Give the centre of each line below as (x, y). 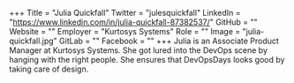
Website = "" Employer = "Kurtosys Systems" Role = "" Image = (125, 31)
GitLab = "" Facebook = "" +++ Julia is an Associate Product (169, 41)
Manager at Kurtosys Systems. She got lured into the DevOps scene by (138, 50)
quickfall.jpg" (33, 41)
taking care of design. (49, 69)
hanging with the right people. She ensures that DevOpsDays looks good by (147, 60)
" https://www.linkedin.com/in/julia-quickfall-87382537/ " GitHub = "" (133, 22)
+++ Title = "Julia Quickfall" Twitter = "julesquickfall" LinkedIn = (125, 13)
